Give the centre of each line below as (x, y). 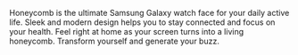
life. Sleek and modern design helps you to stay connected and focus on (142, 22)
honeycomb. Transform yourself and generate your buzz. (115, 41)
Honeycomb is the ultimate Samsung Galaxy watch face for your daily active (149, 13)
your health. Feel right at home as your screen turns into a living (126, 31)
